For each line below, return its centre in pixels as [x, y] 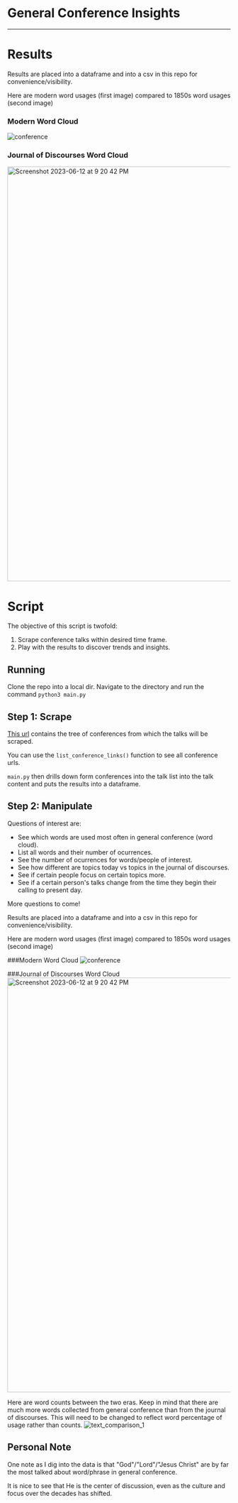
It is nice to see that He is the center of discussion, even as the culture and [116, 1485]
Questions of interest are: [44, 823]
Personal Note [39, 1447]
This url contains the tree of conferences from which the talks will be [108, 734]
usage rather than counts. [45, 1425]
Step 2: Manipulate [50, 807]
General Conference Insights [94, 13]
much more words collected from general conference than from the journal [117, 1410]
